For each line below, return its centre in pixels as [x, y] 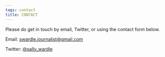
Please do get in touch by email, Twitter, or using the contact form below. [83, 29]
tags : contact [21, 10]
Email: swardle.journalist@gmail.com [44, 39]
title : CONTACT [22, 15]
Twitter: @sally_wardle [29, 49]
